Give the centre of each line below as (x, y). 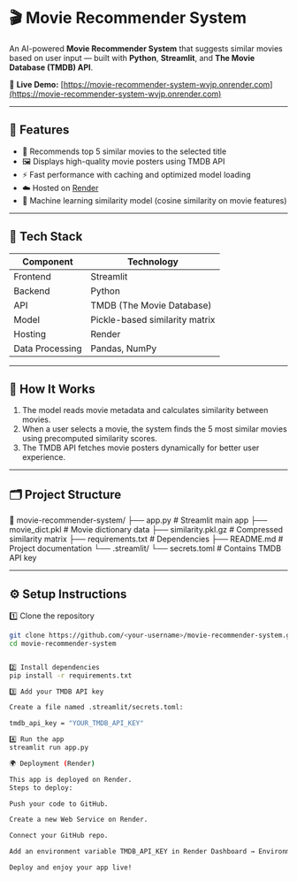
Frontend (32, 276)
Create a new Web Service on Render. (79, 820)
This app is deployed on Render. (71, 779)
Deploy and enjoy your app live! (71, 868)
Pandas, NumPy (124, 349)
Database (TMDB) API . (51, 67)
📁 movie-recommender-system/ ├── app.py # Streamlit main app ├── (138, 520)
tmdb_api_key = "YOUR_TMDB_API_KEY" (76, 724)
